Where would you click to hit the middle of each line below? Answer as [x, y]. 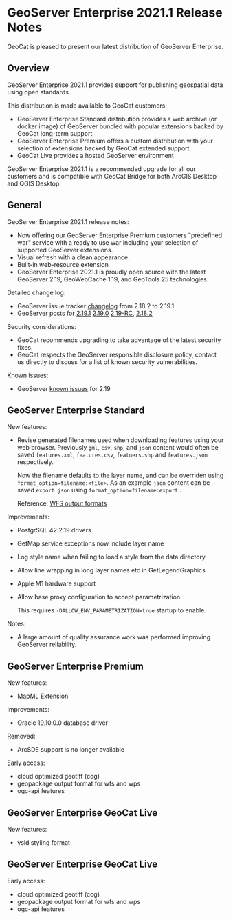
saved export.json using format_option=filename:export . [99, 490]
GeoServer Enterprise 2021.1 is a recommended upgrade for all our [101, 169]
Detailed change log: [36, 292]
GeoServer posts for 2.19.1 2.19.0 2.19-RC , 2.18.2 [85, 313]
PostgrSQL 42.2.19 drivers [54, 530]
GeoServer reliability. [47, 644]
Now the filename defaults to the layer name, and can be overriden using [120, 476]
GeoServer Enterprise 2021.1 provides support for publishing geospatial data [115, 85]
